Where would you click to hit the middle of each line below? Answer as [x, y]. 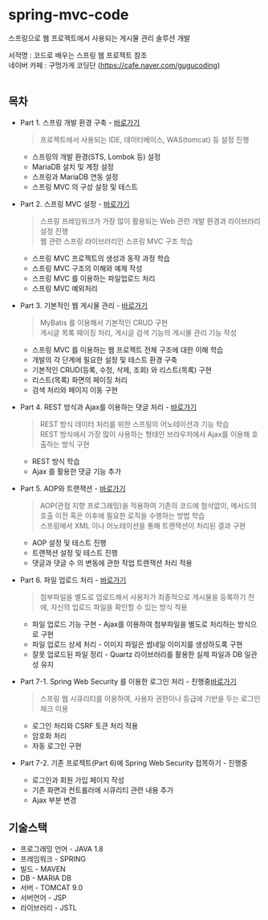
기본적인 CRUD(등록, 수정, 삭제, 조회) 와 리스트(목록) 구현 [122, 370]
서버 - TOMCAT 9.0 [51, 887]
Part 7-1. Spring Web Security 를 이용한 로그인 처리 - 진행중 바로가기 [128, 681]
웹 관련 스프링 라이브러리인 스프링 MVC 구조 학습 [116, 241]
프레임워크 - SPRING [53, 859]
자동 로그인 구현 [57, 745]
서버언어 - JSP [43, 897]
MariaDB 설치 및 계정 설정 [73, 166]
